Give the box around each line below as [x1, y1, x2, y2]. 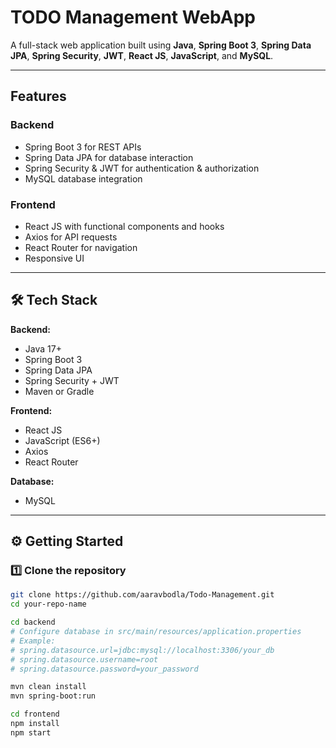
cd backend [10, 617, 56, 628]
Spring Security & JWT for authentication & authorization [24, 162, 260, 174]
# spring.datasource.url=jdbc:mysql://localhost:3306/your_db [10, 645, 275, 655]
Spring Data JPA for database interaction [24, 151, 194, 163]
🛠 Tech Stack [10, 292, 98, 309]
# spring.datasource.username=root [10, 654, 159, 665]
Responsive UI [24, 252, 85, 264]
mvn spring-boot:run [10, 691, 97, 701]
